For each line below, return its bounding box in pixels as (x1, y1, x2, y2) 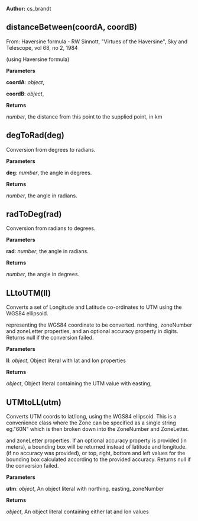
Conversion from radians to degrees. (6, 225, 96, 232)
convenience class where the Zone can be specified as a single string (6, 419, 176, 426)
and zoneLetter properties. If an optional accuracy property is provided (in (6, 437, 187, 444)
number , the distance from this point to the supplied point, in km (6, 113, 163, 120)
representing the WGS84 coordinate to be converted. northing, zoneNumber (6, 321, 192, 328)
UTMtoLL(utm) (6, 397, 62, 407)
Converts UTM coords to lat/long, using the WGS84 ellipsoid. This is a (6, 413, 177, 420)
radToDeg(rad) (6, 209, 62, 219)
